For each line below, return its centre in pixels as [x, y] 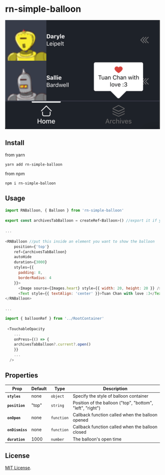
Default [39, 389]
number [58, 440]
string [58, 406]
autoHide [23, 257]
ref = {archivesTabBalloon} [41, 252]
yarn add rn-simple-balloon [34, 164]
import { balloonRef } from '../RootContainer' [55, 319]
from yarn [15, 155]
